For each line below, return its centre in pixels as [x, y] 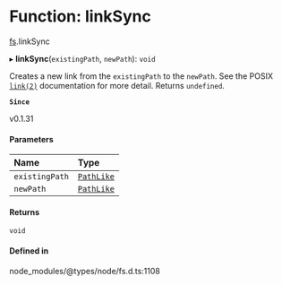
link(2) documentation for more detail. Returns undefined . [117, 85]
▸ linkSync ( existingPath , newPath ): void [82, 58]
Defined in [29, 250]
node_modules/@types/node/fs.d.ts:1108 [85, 271]
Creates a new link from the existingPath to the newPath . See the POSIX [141, 76]
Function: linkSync [81, 17]
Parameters [31, 139]
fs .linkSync [30, 41]
